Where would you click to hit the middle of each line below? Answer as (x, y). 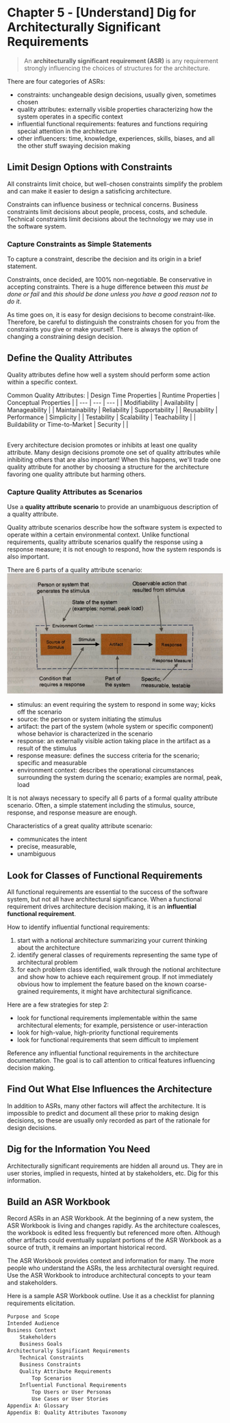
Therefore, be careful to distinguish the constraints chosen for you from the (114, 322)
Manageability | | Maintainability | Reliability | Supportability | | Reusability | (112, 410)
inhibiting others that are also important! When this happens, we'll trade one (114, 459)
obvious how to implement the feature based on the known (100, 984)
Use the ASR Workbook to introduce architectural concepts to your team (109, 1275)
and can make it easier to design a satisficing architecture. (90, 191)
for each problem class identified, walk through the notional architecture (119, 969)
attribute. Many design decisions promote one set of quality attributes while (114, 452)
